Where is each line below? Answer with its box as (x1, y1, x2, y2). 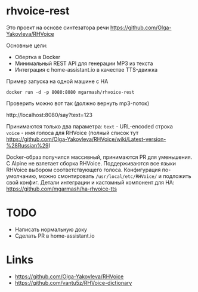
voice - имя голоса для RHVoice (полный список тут (6, 129, 139, 136)
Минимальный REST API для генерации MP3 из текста (14, 60, 153, 67)
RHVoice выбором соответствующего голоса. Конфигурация (6, 166, 161, 173)
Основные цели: (6, 42, 48, 49)
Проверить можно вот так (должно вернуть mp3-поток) (6, 100, 150, 107)
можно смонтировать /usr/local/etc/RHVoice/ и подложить (38, 172, 192, 180)
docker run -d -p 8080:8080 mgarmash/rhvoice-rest (6, 89, 135, 95)
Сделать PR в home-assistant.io (14, 232, 95, 239)
